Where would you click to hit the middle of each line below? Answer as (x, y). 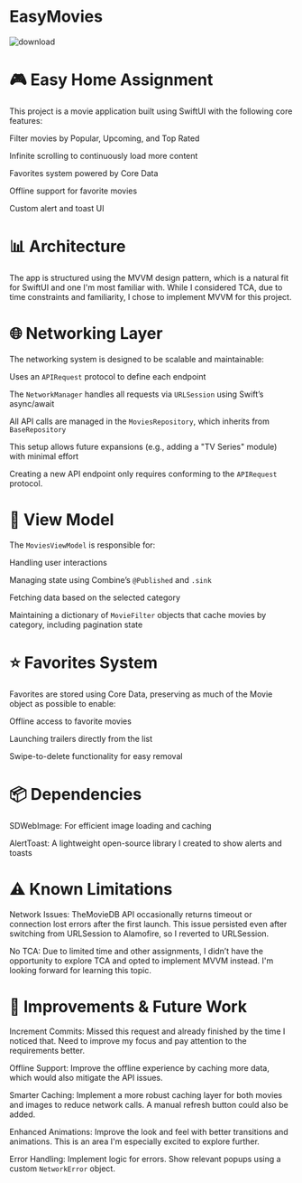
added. (23, 1114)
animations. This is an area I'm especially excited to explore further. (134, 1141)
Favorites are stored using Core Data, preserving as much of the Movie (141, 694)
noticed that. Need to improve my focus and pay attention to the (128, 1041)
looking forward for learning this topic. (80, 970)
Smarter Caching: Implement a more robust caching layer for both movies (146, 1095)
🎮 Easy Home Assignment (111, 80)
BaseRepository (38, 430)
